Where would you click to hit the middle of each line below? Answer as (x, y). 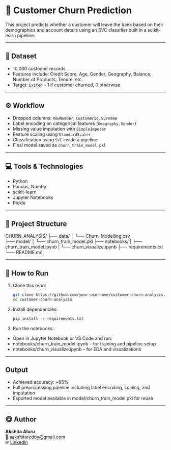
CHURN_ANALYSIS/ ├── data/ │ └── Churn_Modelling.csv (68, 236)
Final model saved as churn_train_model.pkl (59, 145)
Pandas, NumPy (30, 187)
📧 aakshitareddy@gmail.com (35, 437)
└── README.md (24, 253)
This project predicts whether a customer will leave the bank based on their (84, 24)
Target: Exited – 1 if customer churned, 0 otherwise (66, 85)
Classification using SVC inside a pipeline (55, 139)
